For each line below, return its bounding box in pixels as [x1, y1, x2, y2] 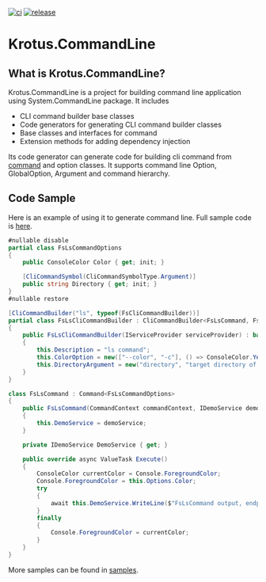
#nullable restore [8, 295, 69, 302]
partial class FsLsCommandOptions [8, 244, 123, 252]
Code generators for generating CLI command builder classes [19, 120, 222, 129]
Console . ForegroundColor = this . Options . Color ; [36, 477, 196, 485]
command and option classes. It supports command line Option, [8, 161, 217, 169]
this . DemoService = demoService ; [36, 420, 147, 428]
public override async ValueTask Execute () [22, 455, 169, 463]
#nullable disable [8, 236, 69, 245]
